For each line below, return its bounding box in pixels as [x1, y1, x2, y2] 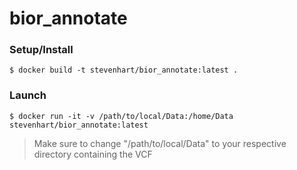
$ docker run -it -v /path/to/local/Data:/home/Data [9, 111, 234, 121]
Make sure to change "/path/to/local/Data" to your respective [33, 137, 287, 149]
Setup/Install [9, 43, 74, 57]
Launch [9, 88, 47, 102]
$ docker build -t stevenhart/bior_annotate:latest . [9, 65, 239, 76]
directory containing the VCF [33, 148, 153, 160]
